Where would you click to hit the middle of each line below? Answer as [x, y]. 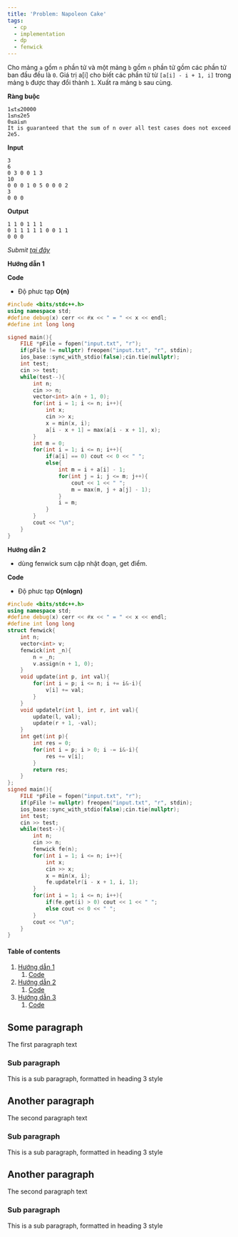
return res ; [51, 770]
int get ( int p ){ [45, 737]
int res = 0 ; [52, 743]
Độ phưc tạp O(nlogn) [50, 591]
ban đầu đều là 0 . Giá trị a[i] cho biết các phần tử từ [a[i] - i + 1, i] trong [119, 75]
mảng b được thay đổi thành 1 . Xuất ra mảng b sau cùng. [90, 82]
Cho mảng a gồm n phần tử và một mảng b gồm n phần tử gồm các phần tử [117, 67]
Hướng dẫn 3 [37, 998]
